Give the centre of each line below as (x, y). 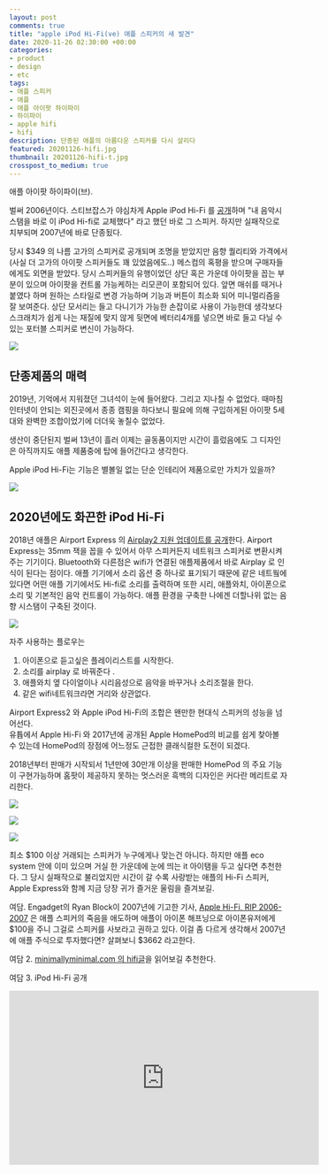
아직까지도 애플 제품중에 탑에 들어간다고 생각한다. (103, 451)
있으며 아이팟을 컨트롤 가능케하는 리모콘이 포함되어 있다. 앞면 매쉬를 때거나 (154, 285)
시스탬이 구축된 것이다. (57, 606)
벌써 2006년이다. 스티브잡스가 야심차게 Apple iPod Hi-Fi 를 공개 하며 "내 (134, 211)
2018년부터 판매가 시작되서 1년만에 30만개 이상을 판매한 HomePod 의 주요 (138, 764)
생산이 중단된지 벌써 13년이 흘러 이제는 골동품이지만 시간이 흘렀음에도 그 (133, 440)
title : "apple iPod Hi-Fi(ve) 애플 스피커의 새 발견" (102, 34)
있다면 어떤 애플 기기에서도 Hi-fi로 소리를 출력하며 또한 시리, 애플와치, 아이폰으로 (148, 584)
